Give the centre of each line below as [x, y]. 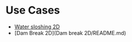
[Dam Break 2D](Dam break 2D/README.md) [70, 33]
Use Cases [33, 10]
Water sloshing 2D [37, 27]
